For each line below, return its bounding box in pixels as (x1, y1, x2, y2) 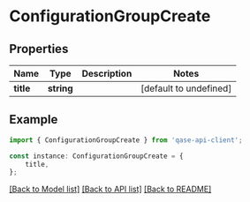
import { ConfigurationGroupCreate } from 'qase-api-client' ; (9, 135, 243, 145)
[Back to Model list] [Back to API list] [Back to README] (9, 183, 212, 195)
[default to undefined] (140, 82, 232, 94)
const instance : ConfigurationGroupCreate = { (9, 152, 184, 161)
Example (9, 112, 58, 127)
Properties (9, 41, 69, 56)
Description (81, 68, 133, 79)
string (47, 82, 73, 94)
